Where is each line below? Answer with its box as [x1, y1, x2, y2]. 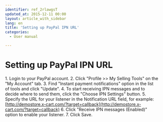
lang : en [5, 20, 23, 26]
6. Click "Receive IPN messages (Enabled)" [60, 106, 147, 112]
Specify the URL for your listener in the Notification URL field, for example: [5, 96, 154, 102]
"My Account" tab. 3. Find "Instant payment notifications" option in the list [5, 81, 154, 87]
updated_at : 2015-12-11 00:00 [5, 12, 67, 17]
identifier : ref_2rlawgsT [5, 7, 57, 12]
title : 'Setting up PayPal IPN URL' [5, 25, 79, 30]
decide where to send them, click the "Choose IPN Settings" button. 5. [5, 91, 146, 97]
